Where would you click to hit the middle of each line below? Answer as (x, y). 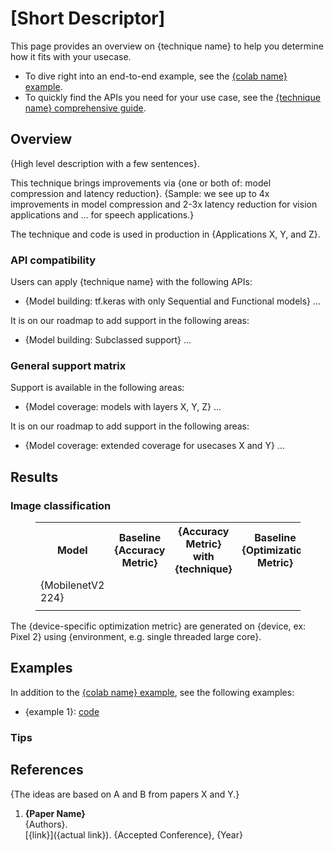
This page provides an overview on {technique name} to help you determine (167, 46)
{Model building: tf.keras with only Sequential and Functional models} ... (173, 301)
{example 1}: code (62, 711)
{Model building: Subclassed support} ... (108, 340)
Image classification (61, 505)
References (47, 770)
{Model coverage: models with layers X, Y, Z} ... (123, 407)
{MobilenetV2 (72, 585)
